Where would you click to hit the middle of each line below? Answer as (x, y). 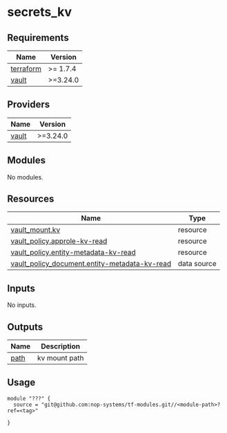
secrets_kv (40, 12)
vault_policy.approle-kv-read (59, 241)
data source (197, 264)
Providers (29, 105)
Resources (31, 199)
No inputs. (22, 305)
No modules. (25, 177)
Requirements (38, 38)
